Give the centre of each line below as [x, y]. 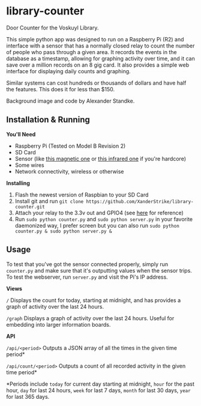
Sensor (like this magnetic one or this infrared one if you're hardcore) [100, 159]
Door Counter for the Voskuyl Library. [52, 28]
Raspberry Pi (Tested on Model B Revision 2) [70, 146]
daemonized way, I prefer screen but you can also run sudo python [97, 225]
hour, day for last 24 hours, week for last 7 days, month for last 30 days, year [98, 390]
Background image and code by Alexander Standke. [70, 101]
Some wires [29, 165]
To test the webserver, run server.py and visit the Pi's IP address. [87, 277]
